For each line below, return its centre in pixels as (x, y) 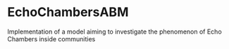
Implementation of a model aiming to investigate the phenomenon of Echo (114, 31)
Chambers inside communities (51, 38)
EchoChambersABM (68, 12)
